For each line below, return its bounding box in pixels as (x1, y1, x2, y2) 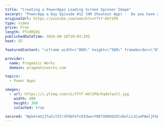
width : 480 (14, 96, 36, 101)
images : (5, 87, 21, 92)
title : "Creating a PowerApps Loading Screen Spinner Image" (5, 7, 131, 12)
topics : (5, 74, 21, 79)
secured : (5, 114, 23, 119)
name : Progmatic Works (9, 61, 55, 65)
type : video (5, 20, 29, 26)
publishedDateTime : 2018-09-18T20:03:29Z (5, 34, 90, 39)
